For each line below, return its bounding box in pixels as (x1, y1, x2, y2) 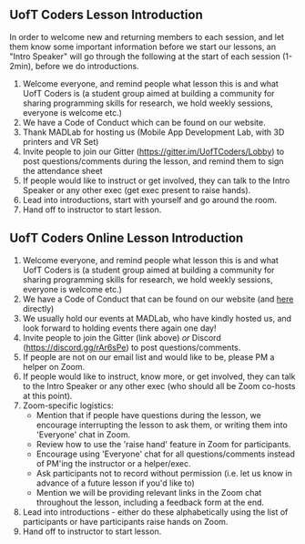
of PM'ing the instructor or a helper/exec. (36, 457, 191, 468)
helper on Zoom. (22, 361, 86, 372)
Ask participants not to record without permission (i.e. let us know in (36, 467, 293, 478)
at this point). (22, 390, 73, 401)
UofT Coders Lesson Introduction (9, 7, 203, 23)
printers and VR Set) (22, 136, 99, 147)
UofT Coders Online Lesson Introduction (9, 231, 244, 246)
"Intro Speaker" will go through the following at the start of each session (9, 50, 280, 62)
